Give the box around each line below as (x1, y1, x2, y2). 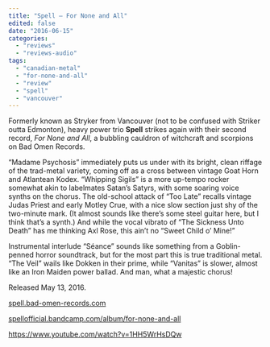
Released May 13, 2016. (8, 283, 86, 292)
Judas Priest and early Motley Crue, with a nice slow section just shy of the (8, 200, 259, 210)
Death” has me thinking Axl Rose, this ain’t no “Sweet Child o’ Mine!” (8, 226, 235, 236)
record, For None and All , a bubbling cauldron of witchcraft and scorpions (8, 134, 254, 143)
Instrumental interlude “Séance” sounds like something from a (8, 242, 215, 251)
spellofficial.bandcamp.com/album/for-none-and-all (8, 314, 181, 324)
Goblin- (216, 242, 241, 251)
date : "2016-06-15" (8, 27, 74, 35)
